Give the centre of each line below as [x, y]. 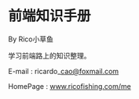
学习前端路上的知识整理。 [49, 55]
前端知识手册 [50, 16]
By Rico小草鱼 [31, 39]
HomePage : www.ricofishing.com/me [69, 86]
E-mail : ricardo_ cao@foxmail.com [64, 71]
